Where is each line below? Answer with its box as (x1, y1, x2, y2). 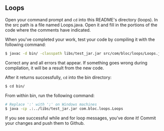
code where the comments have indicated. (5, 27, 91, 33)
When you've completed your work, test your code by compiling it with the (5, 36, 155, 42)
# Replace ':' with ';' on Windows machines (5, 102, 97, 107)
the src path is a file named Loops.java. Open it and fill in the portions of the (5, 22, 158, 28)
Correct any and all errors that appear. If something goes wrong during (5, 60, 148, 65)
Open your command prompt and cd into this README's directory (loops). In (5, 16, 158, 22)
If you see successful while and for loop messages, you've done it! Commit (5, 115, 156, 121)
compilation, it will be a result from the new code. (5, 65, 104, 71)
